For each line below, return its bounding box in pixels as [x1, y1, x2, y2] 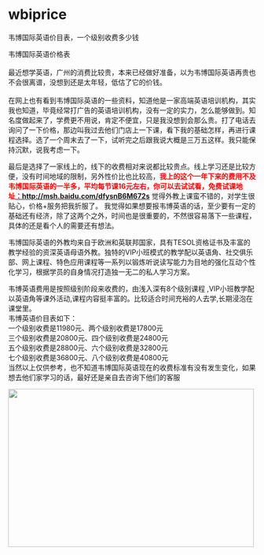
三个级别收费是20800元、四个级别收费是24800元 [8, 333, 169, 342]
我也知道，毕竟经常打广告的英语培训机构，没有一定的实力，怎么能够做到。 [8, 105, 249, 115]
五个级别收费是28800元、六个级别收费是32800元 [8, 343, 169, 352]
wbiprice [8, 6, 67, 24]
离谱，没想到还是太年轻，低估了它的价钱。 [28, 77, 167, 87]
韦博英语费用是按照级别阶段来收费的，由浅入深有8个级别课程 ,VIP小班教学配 [8, 284, 255, 293]
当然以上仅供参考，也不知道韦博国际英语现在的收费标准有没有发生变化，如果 [8, 363, 256, 372]
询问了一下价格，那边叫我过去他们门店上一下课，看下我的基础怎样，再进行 [8, 125, 249, 135]
